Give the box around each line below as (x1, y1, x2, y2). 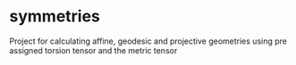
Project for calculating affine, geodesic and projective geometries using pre (9, 36, 288, 46)
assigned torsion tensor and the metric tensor (9, 45, 178, 55)
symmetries (9, 6, 101, 27)
